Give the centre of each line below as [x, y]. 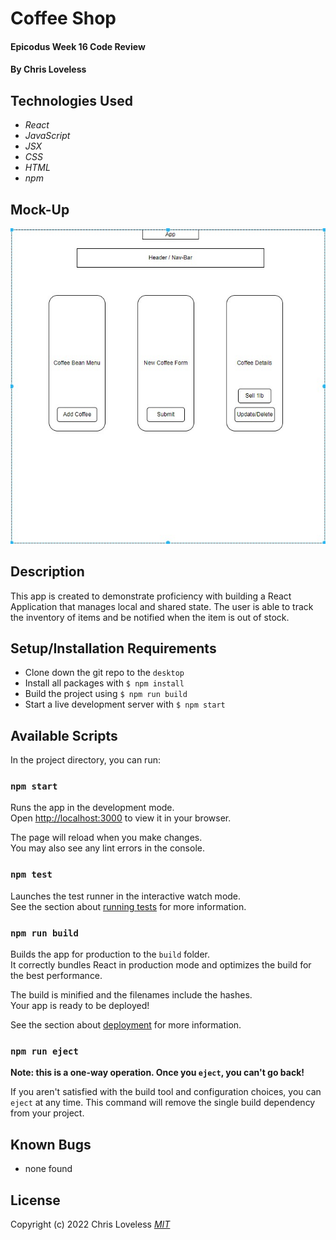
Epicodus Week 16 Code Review [78, 46]
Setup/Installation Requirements [113, 648]
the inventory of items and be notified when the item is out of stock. [150, 617]
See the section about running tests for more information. [128, 906]
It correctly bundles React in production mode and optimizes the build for [161, 965]
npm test [31, 875]
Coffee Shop [63, 18]
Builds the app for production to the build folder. [110, 954]
